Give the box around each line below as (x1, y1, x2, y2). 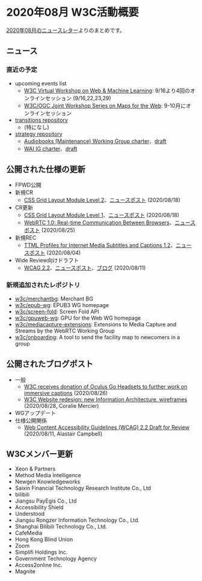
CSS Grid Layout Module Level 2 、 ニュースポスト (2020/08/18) (23, 197, 180, 204)
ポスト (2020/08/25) (23, 227, 75, 234)
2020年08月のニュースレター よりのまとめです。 (6, 27, 125, 34)
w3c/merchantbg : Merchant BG (14, 295, 93, 302)
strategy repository (14, 130, 63, 138)
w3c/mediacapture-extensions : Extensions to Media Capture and (14, 320, 177, 328)
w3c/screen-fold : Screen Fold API (14, 308, 99, 315)
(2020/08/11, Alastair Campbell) (23, 430, 103, 437)
